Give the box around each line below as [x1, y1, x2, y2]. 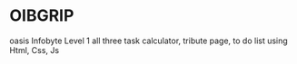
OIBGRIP [9, 5, 74, 26]
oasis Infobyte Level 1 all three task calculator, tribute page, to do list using [9, 35, 288, 46]
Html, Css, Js [9, 44, 60, 55]
